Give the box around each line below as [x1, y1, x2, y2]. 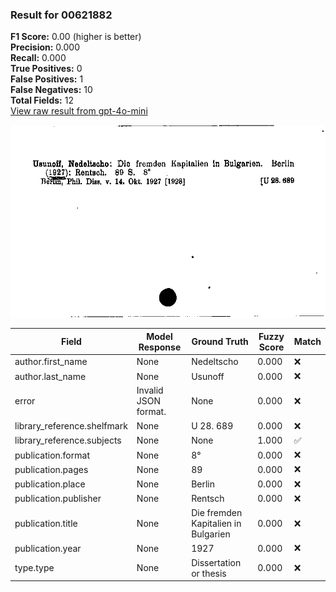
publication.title [14, 518, 78, 530]
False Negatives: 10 [10, 84, 93, 96]
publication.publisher [14, 493, 102, 505]
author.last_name [14, 370, 87, 382]
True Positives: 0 [10, 63, 83, 75]
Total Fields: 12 [10, 94, 74, 107]
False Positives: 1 [10, 73, 84, 85]
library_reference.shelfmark [14, 420, 128, 432]
